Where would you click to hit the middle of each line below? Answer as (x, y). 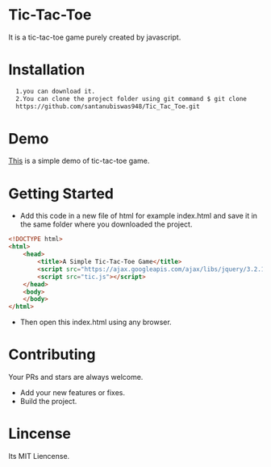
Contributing (52, 354)
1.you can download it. (55, 91)
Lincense (40, 434)
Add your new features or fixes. (72, 393)
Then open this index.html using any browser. (96, 322)
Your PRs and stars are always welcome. (76, 377)
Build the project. (48, 402)
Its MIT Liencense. (39, 456)
